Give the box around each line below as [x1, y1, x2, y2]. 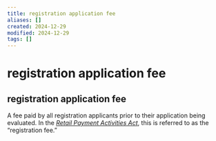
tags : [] [7, 36, 32, 43]
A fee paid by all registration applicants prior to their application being [7, 111, 206, 120]
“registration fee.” [7, 126, 57, 135]
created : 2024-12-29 [7, 23, 67, 30]
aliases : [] [7, 17, 41, 23]
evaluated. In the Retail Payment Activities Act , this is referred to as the [7, 119, 209, 127]
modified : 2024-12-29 [7, 29, 70, 37]
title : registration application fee [7, 10, 116, 17]
